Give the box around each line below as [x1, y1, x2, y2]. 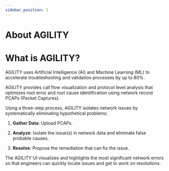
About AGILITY [5, 29, 69, 40]
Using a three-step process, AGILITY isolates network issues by [5, 105, 138, 111]
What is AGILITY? [5, 53, 80, 64]
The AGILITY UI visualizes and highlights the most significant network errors [5, 155, 164, 161]
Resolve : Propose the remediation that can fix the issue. [12, 145, 130, 151]
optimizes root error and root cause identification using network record [5, 90, 153, 96]
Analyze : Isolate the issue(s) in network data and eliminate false [12, 130, 146, 136]
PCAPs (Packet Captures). [5, 95, 60, 101]
